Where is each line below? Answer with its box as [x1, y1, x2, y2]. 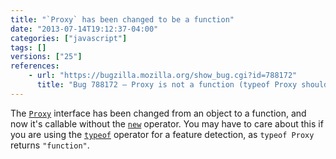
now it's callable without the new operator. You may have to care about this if [10, 117, 324, 130]
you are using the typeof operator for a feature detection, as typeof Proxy [10, 128, 315, 140]
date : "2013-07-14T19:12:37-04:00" [10, 24, 159, 34]
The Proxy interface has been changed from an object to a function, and [10, 107, 307, 119]
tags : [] [10, 42, 47, 53]
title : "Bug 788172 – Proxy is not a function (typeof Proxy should [36, 80, 329, 90]
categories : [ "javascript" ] [10, 33, 128, 43]
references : [10, 61, 60, 71]
